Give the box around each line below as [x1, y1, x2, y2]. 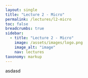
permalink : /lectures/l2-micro [5, 17, 72, 22]
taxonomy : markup [5, 54, 42, 59]
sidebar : [5, 31, 24, 36]
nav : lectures [14, 49, 44, 54]
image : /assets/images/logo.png [14, 40, 83, 45]
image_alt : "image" [14, 45, 56, 50]
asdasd [5, 68, 21, 74]
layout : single [5, 7, 38, 13]
